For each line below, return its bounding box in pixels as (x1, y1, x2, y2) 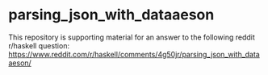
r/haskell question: (8, 40, 70, 50)
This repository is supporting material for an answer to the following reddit (8, 32, 256, 42)
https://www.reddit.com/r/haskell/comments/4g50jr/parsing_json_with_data (8, 49, 260, 59)
